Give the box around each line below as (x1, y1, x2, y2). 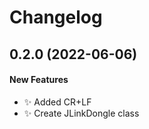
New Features (9, 74, 69, 86)
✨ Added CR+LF (23, 96, 92, 108)
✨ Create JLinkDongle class (23, 107, 140, 119)
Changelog (9, 6, 103, 29)
